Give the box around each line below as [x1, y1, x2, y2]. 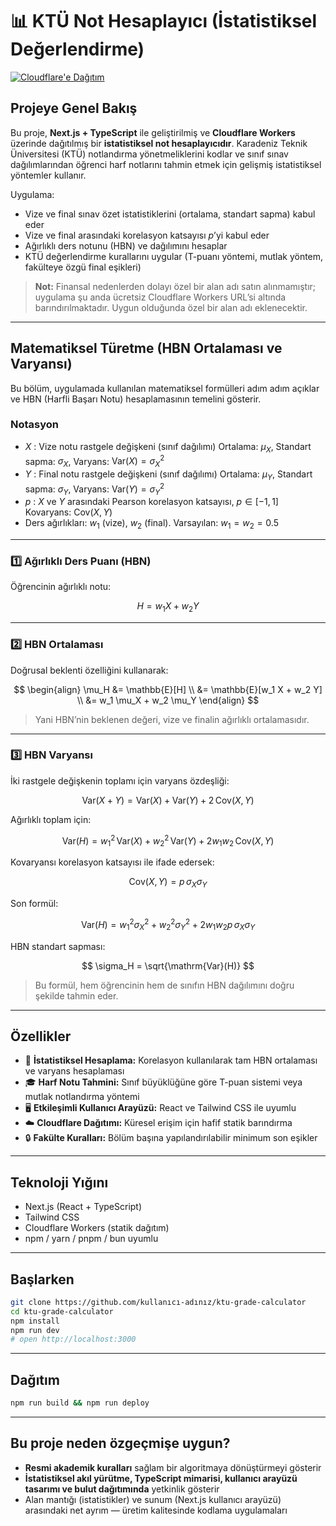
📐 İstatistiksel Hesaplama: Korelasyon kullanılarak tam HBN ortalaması [24, 1054, 318, 1067]
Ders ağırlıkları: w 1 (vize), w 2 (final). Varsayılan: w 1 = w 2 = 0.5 [24, 517, 279, 532]
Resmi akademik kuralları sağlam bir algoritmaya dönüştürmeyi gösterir [24, 1461, 322, 1473]
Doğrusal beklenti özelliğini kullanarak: [10, 664, 169, 676]
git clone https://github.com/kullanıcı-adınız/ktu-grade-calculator [10, 1297, 307, 1307]
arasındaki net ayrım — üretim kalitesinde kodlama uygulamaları [24, 1504, 288, 1516]
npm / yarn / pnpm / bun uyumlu [24, 1233, 159, 1245]
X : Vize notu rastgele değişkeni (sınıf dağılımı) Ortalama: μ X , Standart [24, 440, 312, 455]
